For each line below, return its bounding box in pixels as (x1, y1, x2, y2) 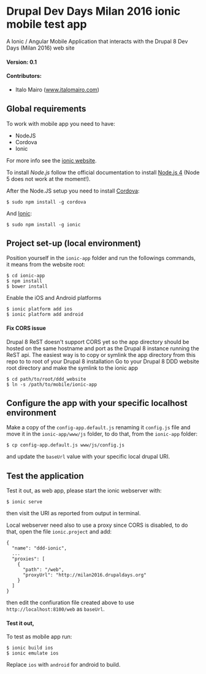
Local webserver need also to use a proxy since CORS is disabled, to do (6, 521, 188, 529)
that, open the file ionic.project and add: (6, 528, 112, 535)
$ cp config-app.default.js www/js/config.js (6, 442, 124, 448)
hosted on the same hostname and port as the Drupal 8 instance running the (6, 345, 199, 352)
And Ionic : (6, 210, 32, 217)
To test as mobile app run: (6, 633, 72, 640)
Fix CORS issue (6, 324, 46, 332)
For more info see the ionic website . (6, 156, 97, 164)
